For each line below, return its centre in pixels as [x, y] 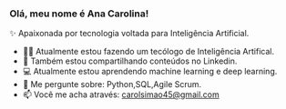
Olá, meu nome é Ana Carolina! [79, 14]
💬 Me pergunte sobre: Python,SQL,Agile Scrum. [112, 84]
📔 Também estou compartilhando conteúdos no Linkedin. [130, 61]
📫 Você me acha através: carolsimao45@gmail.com [121, 94]
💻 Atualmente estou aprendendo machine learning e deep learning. [150, 72]
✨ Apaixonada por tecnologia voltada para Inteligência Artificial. [129, 34]
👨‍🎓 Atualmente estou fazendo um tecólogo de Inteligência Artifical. [148, 52]
